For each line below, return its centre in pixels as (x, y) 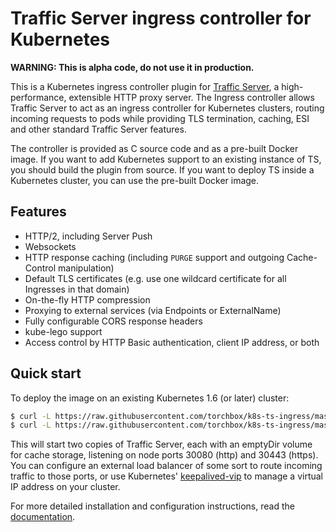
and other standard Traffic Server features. (98, 129)
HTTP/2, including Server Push (88, 236)
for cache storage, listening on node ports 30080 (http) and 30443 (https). (164, 455)
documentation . (43, 517)
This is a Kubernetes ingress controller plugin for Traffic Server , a (145, 86)
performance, (38, 97)
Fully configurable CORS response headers (113, 321)
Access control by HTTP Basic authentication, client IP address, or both (172, 342)
